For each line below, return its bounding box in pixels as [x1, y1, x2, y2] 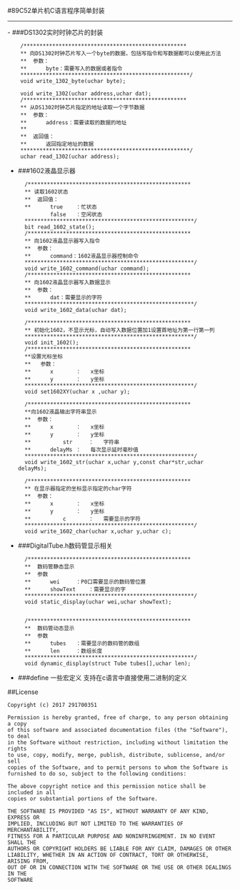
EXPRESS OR [7, 814, 40, 821]
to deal [7, 733, 31, 740]
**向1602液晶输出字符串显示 [24, 408, 97, 416]
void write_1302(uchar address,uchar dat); [20, 90, 152, 97]
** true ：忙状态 [24, 204, 98, 211]
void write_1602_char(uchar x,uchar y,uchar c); [24, 528, 172, 535]
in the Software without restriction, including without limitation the [7, 739, 229, 746]
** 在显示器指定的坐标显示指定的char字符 [24, 485, 132, 492]
